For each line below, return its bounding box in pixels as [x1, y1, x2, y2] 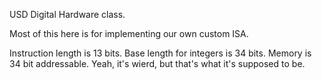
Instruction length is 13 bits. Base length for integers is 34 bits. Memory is [9, 47, 312, 59]
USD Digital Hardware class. [9, 9, 126, 20]
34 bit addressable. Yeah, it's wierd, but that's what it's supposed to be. [9, 58, 306, 69]
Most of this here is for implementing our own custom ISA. [9, 28, 249, 39]
